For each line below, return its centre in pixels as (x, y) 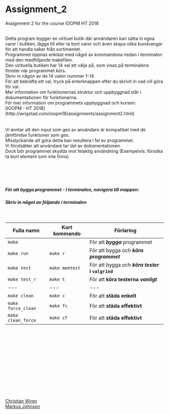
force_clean (22, 308)
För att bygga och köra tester (124, 265)
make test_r (22, 279)
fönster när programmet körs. (36, 70)
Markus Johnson (23, 406)
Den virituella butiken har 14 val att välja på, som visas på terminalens (77, 65)
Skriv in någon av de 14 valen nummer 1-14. (50, 76)
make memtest (65, 268)
